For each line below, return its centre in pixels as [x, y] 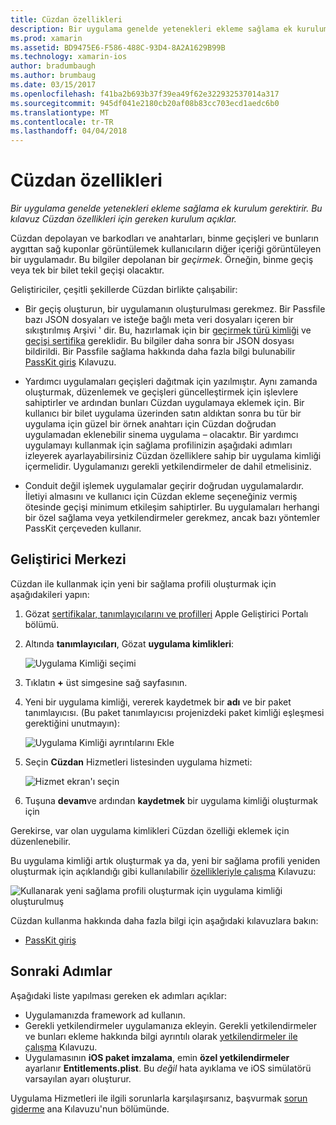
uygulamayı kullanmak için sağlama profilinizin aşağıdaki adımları [158, 445]
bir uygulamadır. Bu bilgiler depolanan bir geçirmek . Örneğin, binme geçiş [162, 260]
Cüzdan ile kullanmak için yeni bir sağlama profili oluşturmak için [143, 583]
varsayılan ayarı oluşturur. [78, 1078]
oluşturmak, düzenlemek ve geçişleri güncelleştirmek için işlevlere [161, 392]
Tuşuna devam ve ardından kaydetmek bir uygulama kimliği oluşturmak [171, 800]
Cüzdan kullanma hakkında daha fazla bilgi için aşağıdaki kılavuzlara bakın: [164, 920]
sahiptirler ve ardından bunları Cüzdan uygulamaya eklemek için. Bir [164, 403]
